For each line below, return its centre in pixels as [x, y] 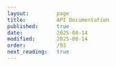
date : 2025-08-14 [48, 33]
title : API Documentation [58, 20]
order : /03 [37, 45]
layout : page [38, 13]
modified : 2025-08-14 [48, 39]
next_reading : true [38, 52]
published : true [38, 26]
